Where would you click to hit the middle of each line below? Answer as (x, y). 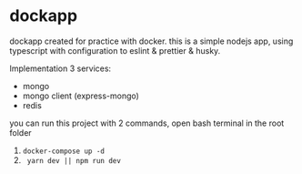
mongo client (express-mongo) (81, 96)
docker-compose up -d (63, 151)
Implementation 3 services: (60, 68)
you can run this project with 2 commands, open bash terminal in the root (147, 123)
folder (20, 132)
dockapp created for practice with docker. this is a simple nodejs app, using (151, 41)
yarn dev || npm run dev (74, 160)
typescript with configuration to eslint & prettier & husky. (115, 50)
